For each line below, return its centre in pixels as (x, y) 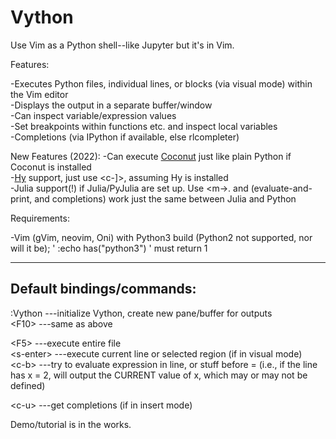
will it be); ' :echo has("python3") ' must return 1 (109, 248)
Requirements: (40, 218)
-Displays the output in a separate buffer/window (111, 105)
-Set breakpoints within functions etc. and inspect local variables (144, 126)
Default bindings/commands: (103, 289)
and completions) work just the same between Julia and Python (165, 198)
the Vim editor (39, 94)
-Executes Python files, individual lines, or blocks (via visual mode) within (161, 83)
